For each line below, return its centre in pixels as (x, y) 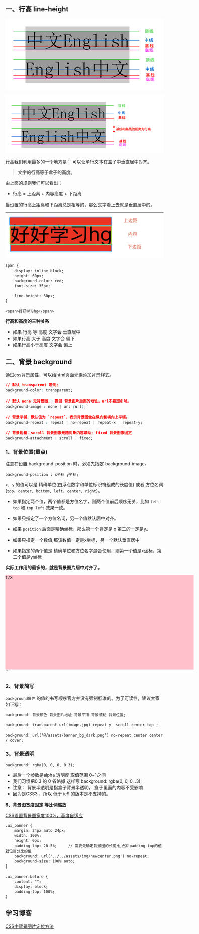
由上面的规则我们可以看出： (34, 183)
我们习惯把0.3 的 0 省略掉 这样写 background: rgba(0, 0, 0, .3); (77, 781)
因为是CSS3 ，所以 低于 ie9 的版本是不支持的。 (61, 794)
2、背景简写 (20, 686)
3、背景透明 (20, 754)
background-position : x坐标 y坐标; (42, 475)
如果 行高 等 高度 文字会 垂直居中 (46, 332)
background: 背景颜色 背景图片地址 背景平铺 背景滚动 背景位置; (66, 715)
